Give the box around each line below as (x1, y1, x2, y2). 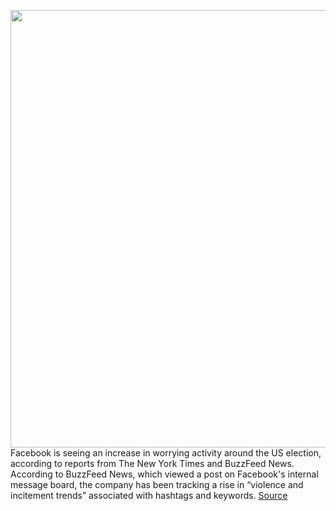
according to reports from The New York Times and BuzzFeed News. (10, 458, 295, 469)
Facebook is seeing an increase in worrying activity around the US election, (10, 447, 322, 459)
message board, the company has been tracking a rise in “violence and (10, 479, 304, 490)
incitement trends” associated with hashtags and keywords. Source (10, 490, 288, 501)
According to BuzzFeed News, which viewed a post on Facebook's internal (10, 468, 319, 480)
